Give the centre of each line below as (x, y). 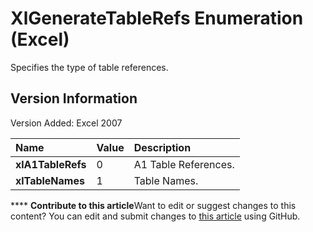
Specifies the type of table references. (89, 67)
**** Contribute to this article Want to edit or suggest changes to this (153, 205)
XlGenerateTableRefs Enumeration (157, 18)
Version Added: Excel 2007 (66, 123)
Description (162, 147)
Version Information (74, 98)
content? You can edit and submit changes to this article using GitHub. (155, 216)
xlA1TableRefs (51, 164)
